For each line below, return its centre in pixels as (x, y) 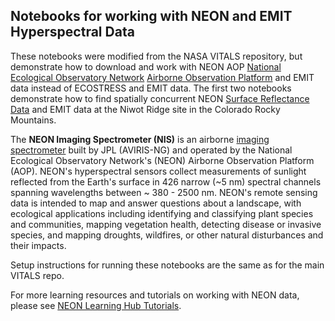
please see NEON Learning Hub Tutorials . (96, 305)
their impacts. (38, 245)
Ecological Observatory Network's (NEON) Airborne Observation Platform (162, 160)
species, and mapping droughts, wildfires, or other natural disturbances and (167, 235)
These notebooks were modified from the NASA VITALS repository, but (156, 56)
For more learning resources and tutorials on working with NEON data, (155, 295)
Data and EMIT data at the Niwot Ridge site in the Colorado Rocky (145, 109)
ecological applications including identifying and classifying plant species (162, 213)
